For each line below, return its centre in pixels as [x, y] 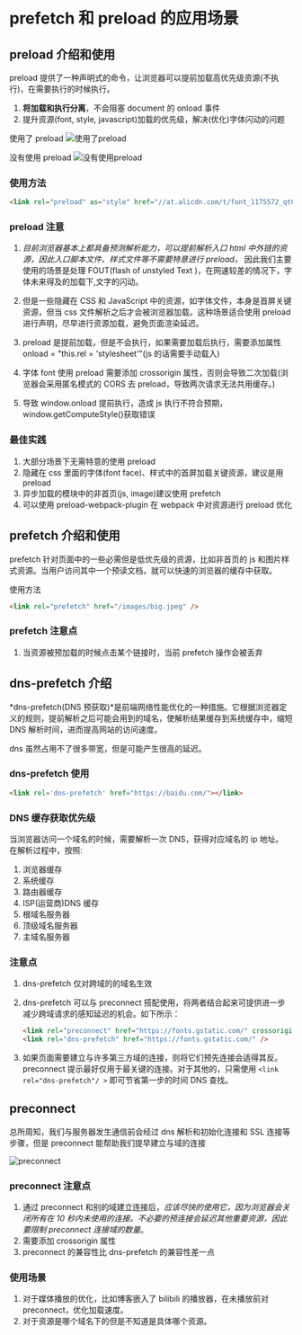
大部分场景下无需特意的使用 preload [89, 461]
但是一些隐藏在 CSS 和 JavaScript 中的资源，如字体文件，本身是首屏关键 [157, 301]
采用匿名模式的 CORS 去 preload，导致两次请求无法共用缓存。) [161, 384]
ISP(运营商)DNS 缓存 [61, 903]
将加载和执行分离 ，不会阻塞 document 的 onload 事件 [121, 108]
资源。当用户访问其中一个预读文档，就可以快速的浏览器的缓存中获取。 [147, 570]
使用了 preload [37, 138]
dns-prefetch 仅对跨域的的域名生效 [87, 983]
